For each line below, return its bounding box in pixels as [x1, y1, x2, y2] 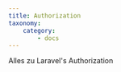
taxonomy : [8, 19, 42, 27]
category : [23, 26, 56, 34]
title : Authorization [8, 11, 81, 20]
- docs [37, 34, 60, 42]
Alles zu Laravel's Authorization [8, 56, 114, 66]
